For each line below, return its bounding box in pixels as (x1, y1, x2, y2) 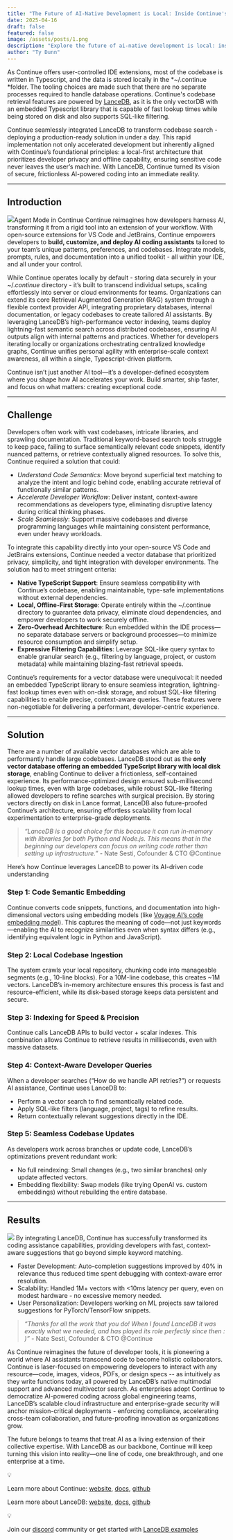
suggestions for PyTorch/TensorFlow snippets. (17, 1306, 151, 1315)
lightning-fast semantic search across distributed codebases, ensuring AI (7, 325, 217, 333)
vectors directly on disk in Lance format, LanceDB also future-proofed (7, 799, 208, 807)
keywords (193, 918, 222, 926)
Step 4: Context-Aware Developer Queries (7, 1061, 153, 1070)
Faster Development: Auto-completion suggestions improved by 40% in (17, 1262, 223, 1270)
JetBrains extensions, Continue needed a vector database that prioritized (7, 550, 216, 558)
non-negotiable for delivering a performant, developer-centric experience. (7, 702, 220, 711)
